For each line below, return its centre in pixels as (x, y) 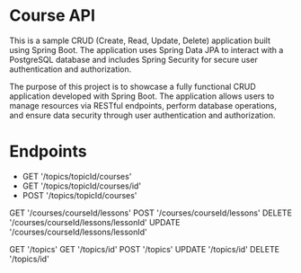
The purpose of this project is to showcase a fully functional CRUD (133, 86)
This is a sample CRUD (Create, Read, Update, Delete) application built (140, 40)
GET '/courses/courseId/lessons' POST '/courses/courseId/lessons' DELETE (150, 213)
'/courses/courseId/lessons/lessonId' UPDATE (95, 222)
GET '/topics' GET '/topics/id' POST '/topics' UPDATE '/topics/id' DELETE (145, 249)
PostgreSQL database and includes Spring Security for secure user (133, 59)
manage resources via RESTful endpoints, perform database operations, (143, 105)
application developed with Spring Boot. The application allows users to (142, 96)
